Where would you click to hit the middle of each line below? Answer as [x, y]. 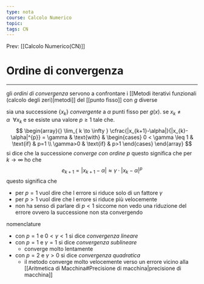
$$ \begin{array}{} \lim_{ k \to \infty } [62, 130]
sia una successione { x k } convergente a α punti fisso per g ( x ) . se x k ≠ [93, 112]
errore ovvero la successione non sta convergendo [79, 212]
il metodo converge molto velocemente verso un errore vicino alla [106, 262]
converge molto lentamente [59, 249]
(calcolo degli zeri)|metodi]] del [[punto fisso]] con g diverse [82, 100]
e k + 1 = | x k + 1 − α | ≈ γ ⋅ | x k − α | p [102, 170]
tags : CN [17, 29]
